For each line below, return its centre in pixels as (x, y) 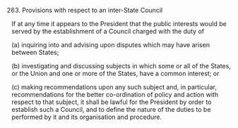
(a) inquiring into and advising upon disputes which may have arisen (111, 45)
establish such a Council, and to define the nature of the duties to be (111, 109)
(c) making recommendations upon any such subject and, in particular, (114, 87)
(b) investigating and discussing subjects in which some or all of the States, (121, 66)
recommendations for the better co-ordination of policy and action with (115, 95)
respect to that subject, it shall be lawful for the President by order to (112, 102)
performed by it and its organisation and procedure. (87, 117)
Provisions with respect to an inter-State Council (92, 10)
